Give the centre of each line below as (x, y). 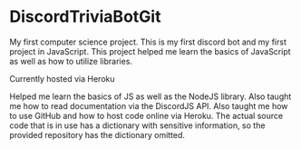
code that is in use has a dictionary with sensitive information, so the (137, 125)
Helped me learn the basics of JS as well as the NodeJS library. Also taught (150, 96)
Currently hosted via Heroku (62, 78)
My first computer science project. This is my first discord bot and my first (148, 42)
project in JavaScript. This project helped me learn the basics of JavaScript (150, 51)
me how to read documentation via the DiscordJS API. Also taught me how (149, 105)
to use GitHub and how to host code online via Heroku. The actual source (146, 115)
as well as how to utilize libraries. (71, 61)
